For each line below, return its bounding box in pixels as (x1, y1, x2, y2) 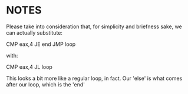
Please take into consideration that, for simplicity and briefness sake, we (6, 23, 182, 30)
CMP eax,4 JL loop (6, 63, 53, 70)
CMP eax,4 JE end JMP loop (6, 41, 76, 48)
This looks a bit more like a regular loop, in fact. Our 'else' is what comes (6, 75, 183, 82)
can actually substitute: (6, 29, 63, 36)
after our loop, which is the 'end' (6, 80, 85, 88)
